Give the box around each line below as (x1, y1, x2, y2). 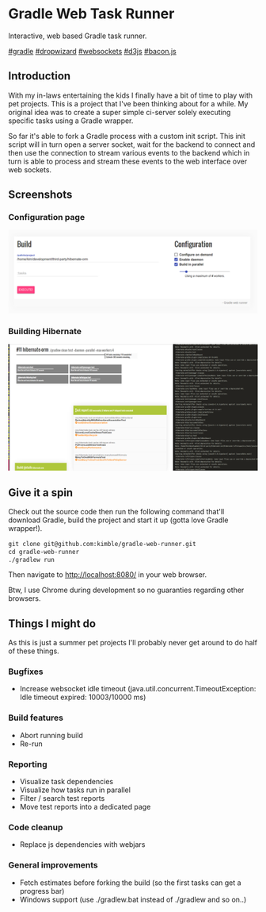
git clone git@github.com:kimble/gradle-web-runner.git (8, 541, 196, 548)
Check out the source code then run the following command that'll (8, 507, 225, 517)
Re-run (19, 739, 44, 748)
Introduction (8, 69, 71, 83)
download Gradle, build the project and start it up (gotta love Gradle (8, 515, 229, 525)
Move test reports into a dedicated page (19, 802, 151, 812)
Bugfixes (8, 666, 44, 677)
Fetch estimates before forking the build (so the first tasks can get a (19, 878, 241, 887)
